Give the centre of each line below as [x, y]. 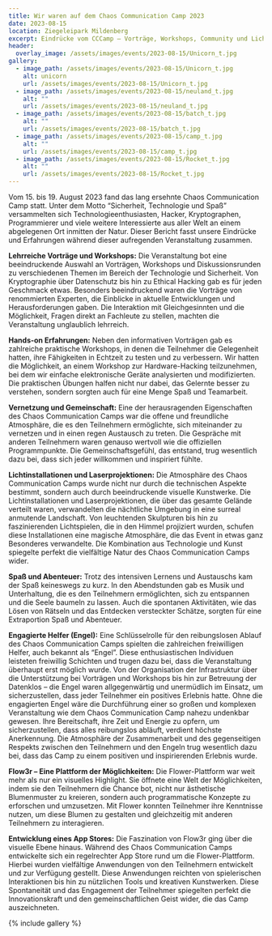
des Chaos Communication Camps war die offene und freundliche [119, 416]
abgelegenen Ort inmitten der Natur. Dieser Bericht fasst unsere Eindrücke [132, 231]
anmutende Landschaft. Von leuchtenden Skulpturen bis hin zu [113, 518]
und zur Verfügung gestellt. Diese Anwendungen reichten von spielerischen [135, 873]
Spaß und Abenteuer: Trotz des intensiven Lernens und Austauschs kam [131, 576]
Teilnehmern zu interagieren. [56, 823]
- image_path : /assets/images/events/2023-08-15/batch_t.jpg [121, 114]
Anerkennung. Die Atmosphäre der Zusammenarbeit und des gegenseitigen [135, 738]
